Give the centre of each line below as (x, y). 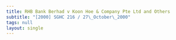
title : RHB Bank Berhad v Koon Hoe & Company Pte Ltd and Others (88, 11)
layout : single (25, 28)
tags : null (19, 22)
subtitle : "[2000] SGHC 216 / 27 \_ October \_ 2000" (69, 17)
